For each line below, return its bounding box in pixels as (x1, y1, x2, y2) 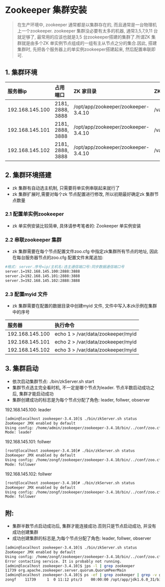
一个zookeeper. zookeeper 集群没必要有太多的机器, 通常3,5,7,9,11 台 (21, 28, 158, 33)
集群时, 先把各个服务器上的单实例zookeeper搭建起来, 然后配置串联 (17, 46, 151, 52)
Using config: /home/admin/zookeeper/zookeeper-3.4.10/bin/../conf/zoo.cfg (5, 425, 164, 431)
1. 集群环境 (5, 68, 38, 77)
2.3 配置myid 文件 (5, 291, 48, 298)
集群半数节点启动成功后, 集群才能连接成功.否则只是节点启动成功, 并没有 (12, 523, 156, 529)
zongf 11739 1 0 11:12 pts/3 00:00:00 (5, 577, 109, 582)
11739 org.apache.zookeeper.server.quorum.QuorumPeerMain (5, 568, 126, 573)
